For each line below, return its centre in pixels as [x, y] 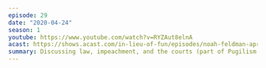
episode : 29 [28, 15]
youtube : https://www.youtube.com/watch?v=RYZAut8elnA [101, 37]
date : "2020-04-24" [40, 23]
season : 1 [25, 30]
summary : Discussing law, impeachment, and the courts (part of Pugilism [133, 52]
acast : [19, 45]
